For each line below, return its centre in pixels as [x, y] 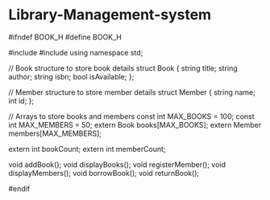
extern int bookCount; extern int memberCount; [87, 149]
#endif [19, 188]
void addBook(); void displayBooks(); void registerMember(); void [117, 164]
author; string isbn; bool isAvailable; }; [71, 76]
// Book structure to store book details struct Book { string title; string [123, 68]
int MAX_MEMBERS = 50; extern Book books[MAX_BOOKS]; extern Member [135, 124]
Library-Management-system [110, 15]
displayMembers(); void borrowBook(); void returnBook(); [104, 173]
